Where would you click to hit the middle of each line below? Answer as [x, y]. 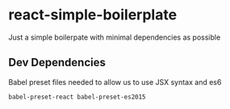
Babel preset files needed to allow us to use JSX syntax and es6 [115, 82]
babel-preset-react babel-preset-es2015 [77, 97]
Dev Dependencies [57, 63]
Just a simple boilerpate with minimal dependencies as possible [115, 37]
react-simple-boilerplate [93, 15]
